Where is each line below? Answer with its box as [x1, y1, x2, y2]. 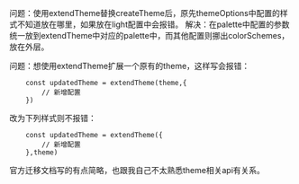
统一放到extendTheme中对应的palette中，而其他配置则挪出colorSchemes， [9, 31, 290, 40]
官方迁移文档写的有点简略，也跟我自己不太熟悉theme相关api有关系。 [9, 165, 266, 175]
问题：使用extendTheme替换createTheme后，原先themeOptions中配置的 [9, 8, 281, 18]
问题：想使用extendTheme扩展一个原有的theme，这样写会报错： [9, 61, 250, 71]
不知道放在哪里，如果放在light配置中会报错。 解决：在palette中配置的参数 [16, 19, 290, 30]
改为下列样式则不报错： [9, 113, 96, 123]
